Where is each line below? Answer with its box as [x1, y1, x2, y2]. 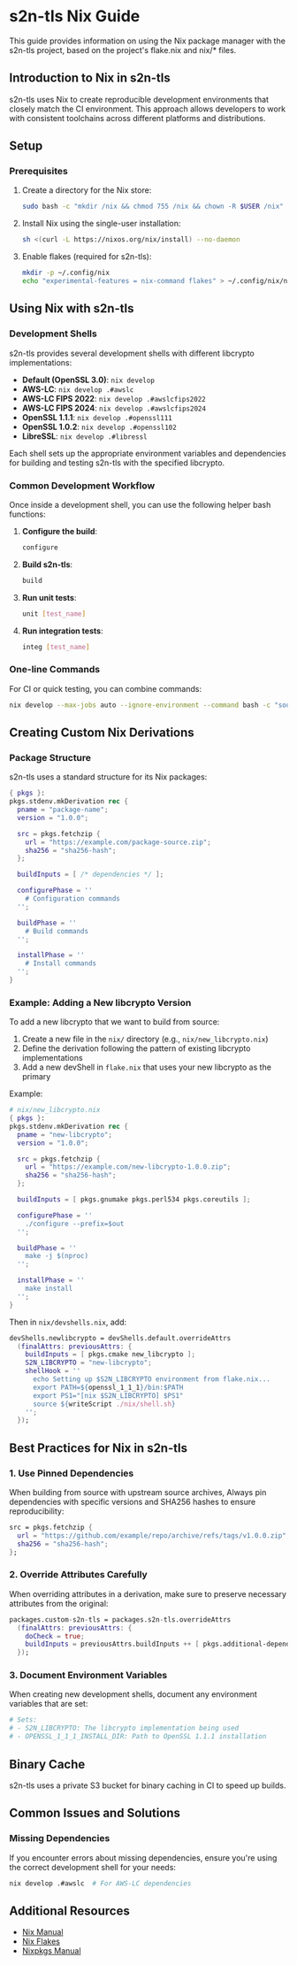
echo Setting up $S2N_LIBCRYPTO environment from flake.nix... [32, 1375, 271, 1384]
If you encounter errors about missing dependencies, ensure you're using [9, 1852, 278, 1863]
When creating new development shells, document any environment [9, 1689, 258, 1700]
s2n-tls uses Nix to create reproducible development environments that [9, 94, 270, 104]
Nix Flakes [21, 1936, 60, 1947]
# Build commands [25, 926, 89, 935]
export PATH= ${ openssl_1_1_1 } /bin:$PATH [32, 1383, 184, 1392]
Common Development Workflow [9, 480, 156, 492]
